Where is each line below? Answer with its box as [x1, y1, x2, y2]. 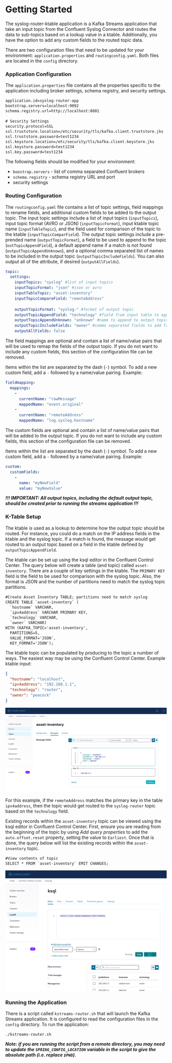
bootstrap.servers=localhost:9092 [5, 104, 79, 109]
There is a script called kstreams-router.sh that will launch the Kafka [5, 1011, 150, 1017]
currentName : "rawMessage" [18, 396, 77, 401]
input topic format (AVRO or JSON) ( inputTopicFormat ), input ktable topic [5, 220, 159, 226]
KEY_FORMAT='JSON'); [10, 640, 54, 646]
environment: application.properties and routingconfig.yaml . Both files [5, 52, 159, 58]
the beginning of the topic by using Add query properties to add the [5, 829, 148, 835]
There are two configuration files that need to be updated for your [5, 47, 144, 53]
